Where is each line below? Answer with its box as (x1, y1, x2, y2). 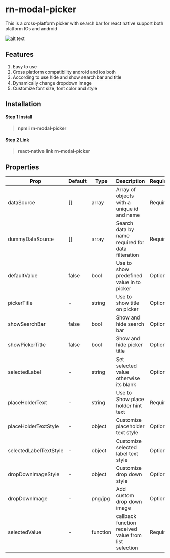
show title (116, 300, 139, 307)
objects (116, 192, 134, 200)
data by (116, 226, 134, 233)
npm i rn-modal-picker (17, 125, 67, 131)
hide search (116, 321, 144, 328)
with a (116, 199, 131, 206)
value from (116, 532, 142, 539)
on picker (116, 306, 139, 313)
